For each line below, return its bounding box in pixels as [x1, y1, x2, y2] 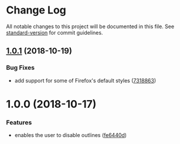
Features [6, 118, 32, 126]
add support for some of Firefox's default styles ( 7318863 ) [14, 77, 157, 84]
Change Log [6, 4, 66, 17]
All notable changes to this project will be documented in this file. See [6, 23, 175, 30]
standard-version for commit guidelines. [6, 29, 103, 36]
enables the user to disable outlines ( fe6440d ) [14, 132, 127, 139]
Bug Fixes [6, 64, 35, 72]
